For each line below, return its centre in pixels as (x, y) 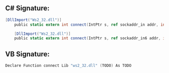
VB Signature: (27, 54)
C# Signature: (27, 8)
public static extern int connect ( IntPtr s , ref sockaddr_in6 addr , (88, 38)
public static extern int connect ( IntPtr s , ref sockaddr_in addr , (86, 25)
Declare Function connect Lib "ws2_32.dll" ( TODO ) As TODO (68, 66)
